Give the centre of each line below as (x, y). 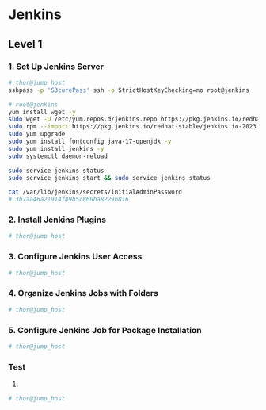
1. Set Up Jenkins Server (56, 67)
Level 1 (25, 44)
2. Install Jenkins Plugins (57, 220)
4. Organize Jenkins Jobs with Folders (83, 293)
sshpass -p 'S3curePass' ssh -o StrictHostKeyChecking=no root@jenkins (129, 90)
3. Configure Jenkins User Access (75, 257)
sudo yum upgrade (37, 134)
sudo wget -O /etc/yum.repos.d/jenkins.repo (83, 119)
